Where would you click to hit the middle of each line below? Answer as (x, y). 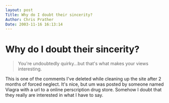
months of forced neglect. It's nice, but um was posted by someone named (84, 84)
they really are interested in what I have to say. (54, 95)
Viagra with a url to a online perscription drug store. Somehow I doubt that (83, 90)
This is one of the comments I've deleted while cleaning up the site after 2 (83, 79)
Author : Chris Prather (29, 19)
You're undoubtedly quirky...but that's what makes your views (83, 64)
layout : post (19, 10)
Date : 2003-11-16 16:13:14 (34, 24)
